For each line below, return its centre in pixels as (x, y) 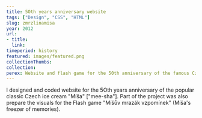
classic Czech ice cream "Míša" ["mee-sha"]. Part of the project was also (97, 96)
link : (19, 46)
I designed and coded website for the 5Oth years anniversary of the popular (100, 90)
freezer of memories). (33, 109)
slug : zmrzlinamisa (31, 23)
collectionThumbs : (29, 62)
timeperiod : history (32, 51)
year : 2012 (20, 28)
